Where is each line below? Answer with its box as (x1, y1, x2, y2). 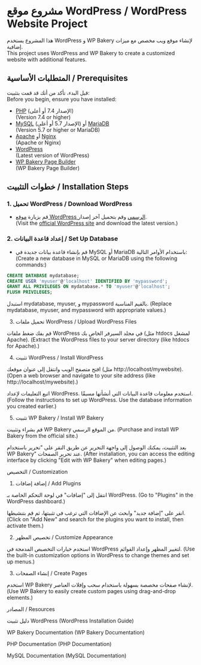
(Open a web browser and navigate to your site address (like (7, 372, 156, 379)
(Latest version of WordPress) (15, 152, 90, 159)
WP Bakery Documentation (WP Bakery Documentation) (7, 629, 145, 636)
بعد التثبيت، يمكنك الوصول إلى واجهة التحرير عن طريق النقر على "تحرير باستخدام (7, 444, 187, 451)
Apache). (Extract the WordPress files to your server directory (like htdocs (7, 336, 190, 343)
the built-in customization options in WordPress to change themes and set (7, 552, 190, 559)
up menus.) (7, 558, 35, 566)
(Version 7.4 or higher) (15, 113, 71, 120)
